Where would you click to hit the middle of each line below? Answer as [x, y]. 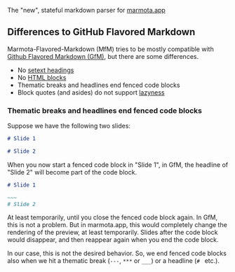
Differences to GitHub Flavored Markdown [101, 32]
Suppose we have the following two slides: [69, 126]
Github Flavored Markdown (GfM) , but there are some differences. [103, 56]
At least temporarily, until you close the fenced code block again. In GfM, [113, 217]
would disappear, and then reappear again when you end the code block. [113, 240]
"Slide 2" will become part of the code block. [72, 172]
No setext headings [46, 70]
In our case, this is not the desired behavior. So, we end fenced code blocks [117, 253]
